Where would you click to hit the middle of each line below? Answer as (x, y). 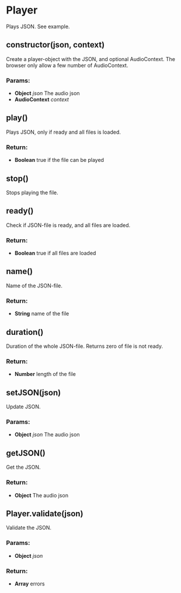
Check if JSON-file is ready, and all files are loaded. (68, 225)
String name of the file (42, 314)
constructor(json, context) (55, 45)
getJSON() (26, 453)
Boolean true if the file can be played (59, 160)
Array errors (29, 584)
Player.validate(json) (45, 514)
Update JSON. (23, 407)
